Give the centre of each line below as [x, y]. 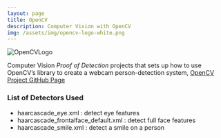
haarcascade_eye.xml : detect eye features [78, 113]
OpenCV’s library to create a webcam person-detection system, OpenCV [111, 73]
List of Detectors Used [46, 98]
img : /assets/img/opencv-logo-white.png [66, 33]
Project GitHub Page [36, 80]
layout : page [26, 13]
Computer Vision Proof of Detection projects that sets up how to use [104, 65]
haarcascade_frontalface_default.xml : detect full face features [106, 120]
